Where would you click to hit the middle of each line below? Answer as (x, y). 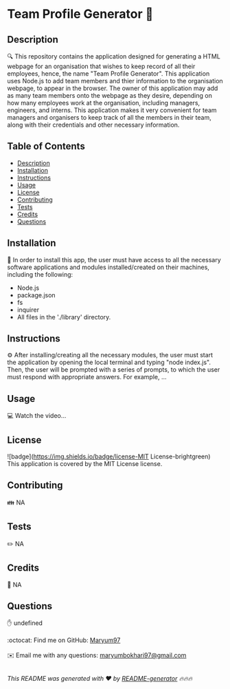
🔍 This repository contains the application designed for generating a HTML (114, 56)
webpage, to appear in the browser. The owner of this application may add (113, 88)
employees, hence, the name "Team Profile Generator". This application (108, 74)
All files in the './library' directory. (64, 317)
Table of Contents (46, 146)
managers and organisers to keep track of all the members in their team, (109, 117)
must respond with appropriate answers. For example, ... (87, 377)
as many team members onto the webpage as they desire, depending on (110, 95)
